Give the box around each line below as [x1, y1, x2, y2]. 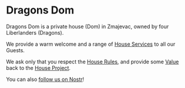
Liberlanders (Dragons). [6, 29, 64, 36]
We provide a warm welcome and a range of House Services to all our [6, 40, 176, 48]
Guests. [6, 46, 25, 53]
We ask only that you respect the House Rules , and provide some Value [6, 58, 179, 65]
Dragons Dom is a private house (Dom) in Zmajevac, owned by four [6, 23, 169, 30]
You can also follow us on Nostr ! [6, 76, 85, 83]
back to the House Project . [6, 64, 71, 71]
